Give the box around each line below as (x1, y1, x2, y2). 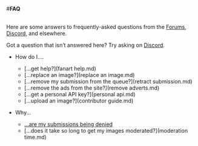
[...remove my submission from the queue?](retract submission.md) (24, 78, 193, 85)
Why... (15, 109, 31, 116)
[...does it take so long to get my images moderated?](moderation (24, 127, 188, 134)
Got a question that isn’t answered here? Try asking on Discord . (6, 42, 165, 48)
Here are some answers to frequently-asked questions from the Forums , (6, 24, 186, 30)
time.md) (24, 133, 47, 141)
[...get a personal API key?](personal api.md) (24, 91, 136, 98)
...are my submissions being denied (24, 121, 113, 128)
